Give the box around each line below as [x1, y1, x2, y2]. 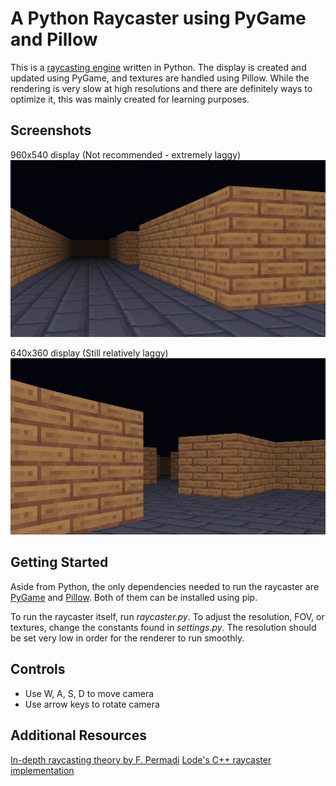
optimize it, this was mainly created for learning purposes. [10, 93, 250, 105]
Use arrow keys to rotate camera [24, 698, 160, 710]
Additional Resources [10, 727, 147, 744]
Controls [10, 661, 66, 678]
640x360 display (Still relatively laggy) [10, 347, 169, 359]
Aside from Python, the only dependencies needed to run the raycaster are [10, 580, 320, 592]
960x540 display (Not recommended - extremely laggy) [10, 148, 242, 161]
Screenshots [10, 122, 92, 139]
